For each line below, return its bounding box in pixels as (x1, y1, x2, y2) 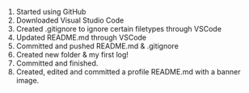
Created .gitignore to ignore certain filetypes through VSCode (15, 24, 222, 33)
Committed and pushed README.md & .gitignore (15, 41, 179, 51)
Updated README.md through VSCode (15, 32, 147, 42)
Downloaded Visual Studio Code (15, 15, 124, 25)
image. (15, 76, 40, 85)
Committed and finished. (15, 58, 99, 68)
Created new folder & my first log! (15, 50, 129, 59)
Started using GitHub (15, 7, 87, 16)
